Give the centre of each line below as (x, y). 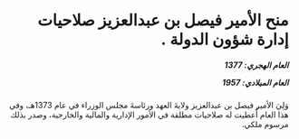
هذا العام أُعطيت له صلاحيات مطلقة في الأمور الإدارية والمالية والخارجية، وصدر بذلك (149, 115)
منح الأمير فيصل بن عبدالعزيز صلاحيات (163, 20)
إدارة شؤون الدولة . (225, 39)
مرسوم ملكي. (265, 125)
